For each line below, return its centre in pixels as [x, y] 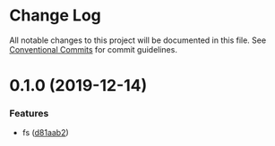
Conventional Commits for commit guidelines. [93, 49]
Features [29, 114]
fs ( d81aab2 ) [45, 133]
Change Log [55, 16]
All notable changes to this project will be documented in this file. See [138, 40]
